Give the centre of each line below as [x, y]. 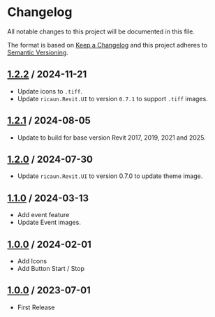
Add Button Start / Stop [51, 268]
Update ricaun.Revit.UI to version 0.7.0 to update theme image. [110, 176]
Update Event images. [49, 222]
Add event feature [43, 215]
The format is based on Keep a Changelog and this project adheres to [107, 45]
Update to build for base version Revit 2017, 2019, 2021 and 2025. [111, 138]
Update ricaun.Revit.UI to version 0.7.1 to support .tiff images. [112, 98]
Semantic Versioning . [38, 52]
